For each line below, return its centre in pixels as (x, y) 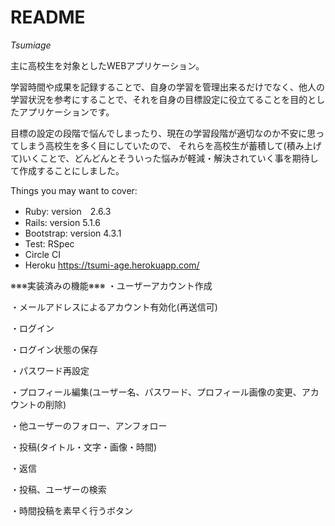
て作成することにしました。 (67, 170)
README (48, 17)
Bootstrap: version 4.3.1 (73, 233)
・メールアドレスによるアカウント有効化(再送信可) (114, 307)
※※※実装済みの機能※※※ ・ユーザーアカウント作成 (111, 285)
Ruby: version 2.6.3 (68, 211)
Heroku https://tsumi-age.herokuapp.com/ (112, 265)
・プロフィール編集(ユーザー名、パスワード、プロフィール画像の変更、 (156, 392)
